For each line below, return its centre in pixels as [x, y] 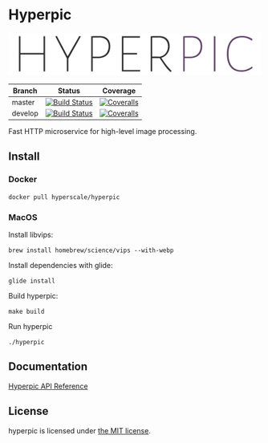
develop [25, 113]
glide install [32, 281]
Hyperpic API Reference [48, 386]
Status [69, 91]
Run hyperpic [30, 326]
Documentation [48, 367]
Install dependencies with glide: [61, 265]
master [23, 103]
